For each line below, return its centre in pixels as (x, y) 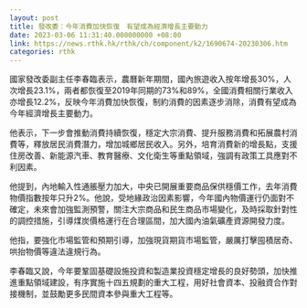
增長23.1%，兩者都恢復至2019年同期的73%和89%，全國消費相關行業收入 (155, 90)
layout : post (34, 18)
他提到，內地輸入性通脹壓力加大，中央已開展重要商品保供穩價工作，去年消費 (153, 186)
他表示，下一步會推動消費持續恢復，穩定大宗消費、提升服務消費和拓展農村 (149, 133)
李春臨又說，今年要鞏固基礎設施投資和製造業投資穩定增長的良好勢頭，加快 (149, 271)
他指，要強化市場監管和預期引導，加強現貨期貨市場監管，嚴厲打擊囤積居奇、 (153, 240)
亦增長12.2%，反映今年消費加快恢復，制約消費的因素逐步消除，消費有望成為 (153, 102)
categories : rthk (42, 52)
